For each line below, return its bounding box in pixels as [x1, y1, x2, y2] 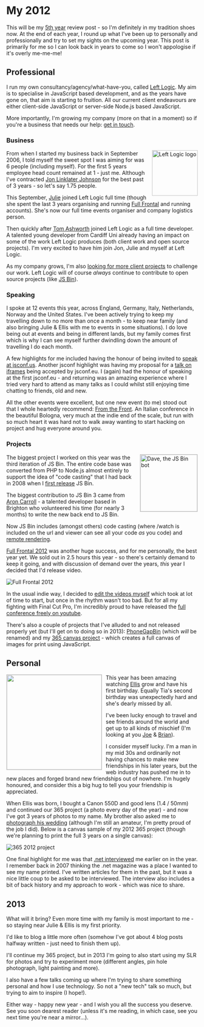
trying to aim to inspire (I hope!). [6, 989, 87, 997]
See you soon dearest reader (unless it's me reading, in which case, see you [6, 1008, 197, 1015]
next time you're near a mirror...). [6, 1014, 89, 1021]
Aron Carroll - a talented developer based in [6, 497, 117, 505]
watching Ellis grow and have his [106, 681, 188, 688]
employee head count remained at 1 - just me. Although [6, 169, 145, 177]
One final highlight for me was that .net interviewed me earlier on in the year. [6, 856, 198, 863]
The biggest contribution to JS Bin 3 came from [6, 491, 126, 499]
